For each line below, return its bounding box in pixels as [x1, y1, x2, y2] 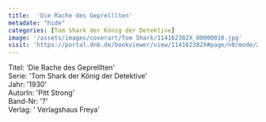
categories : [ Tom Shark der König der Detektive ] [8, 26, 176, 34]
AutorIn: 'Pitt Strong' [8, 88, 75, 97]
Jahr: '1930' [8, 80, 47, 90]
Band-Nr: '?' [8, 97, 48, 106]
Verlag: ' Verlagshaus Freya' [8, 105, 101, 115]
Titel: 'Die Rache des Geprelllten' [8, 63, 116, 72]
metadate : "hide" [8, 19, 66, 27]
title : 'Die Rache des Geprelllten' [8, 11, 133, 20]
